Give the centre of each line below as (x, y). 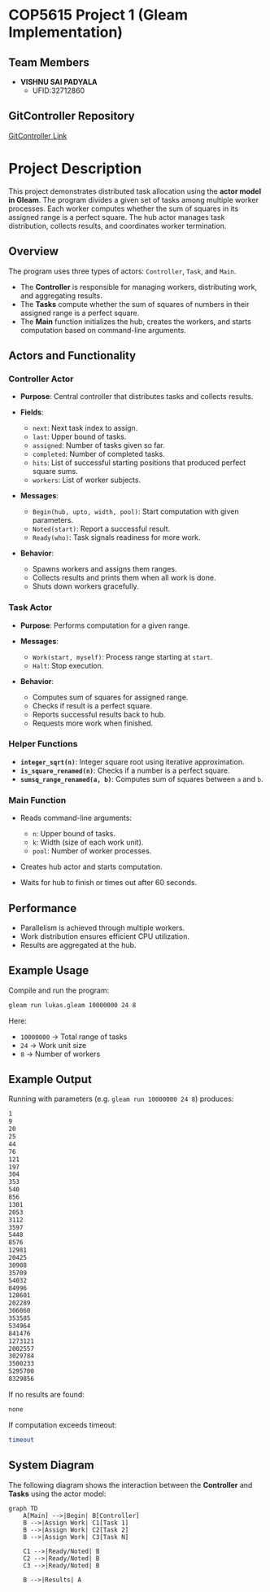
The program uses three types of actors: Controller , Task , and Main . (122, 271)
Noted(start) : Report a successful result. (101, 529)
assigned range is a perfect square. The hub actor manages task (117, 217)
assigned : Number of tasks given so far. (98, 445)
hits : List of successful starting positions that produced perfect (139, 463)
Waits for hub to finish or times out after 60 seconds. (109, 883)
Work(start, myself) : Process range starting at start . (122, 656)
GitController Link (38, 135)
